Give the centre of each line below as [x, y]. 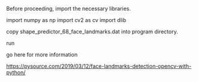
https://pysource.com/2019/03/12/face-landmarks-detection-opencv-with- [99, 66]
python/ [16, 72]
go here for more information [42, 55]
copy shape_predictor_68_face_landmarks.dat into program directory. [92, 31]
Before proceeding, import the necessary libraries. [68, 9]
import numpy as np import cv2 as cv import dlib [66, 20]
